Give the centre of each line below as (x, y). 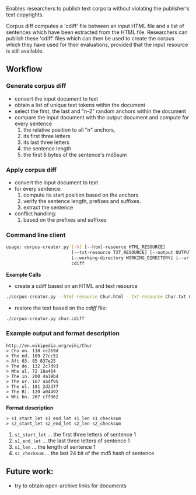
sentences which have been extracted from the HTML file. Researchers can (97, 32)
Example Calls (24, 274)
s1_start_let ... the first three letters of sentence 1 (75, 434)
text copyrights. (25, 15)
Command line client (36, 235)
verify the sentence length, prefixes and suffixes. (82, 201)
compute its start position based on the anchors (81, 195)
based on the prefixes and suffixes (65, 219)
